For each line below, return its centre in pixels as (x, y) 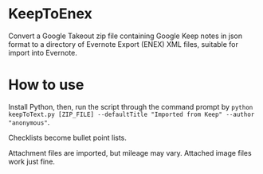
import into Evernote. (43, 52)
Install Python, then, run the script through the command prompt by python (131, 106)
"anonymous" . (29, 122)
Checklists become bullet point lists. (68, 137)
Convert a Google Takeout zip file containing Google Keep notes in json (126, 36)
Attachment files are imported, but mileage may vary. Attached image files (130, 153)
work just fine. (32, 161)
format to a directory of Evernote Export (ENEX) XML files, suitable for (124, 44)
